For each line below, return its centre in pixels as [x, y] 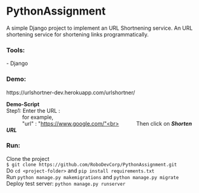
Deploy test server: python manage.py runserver [66, 183]
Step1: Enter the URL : [33, 110]
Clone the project [28, 158]
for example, [38, 117]
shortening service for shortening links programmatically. [78, 34]
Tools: [16, 50]
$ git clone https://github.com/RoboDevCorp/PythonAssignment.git [92, 164]
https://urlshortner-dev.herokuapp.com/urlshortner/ [71, 92]
